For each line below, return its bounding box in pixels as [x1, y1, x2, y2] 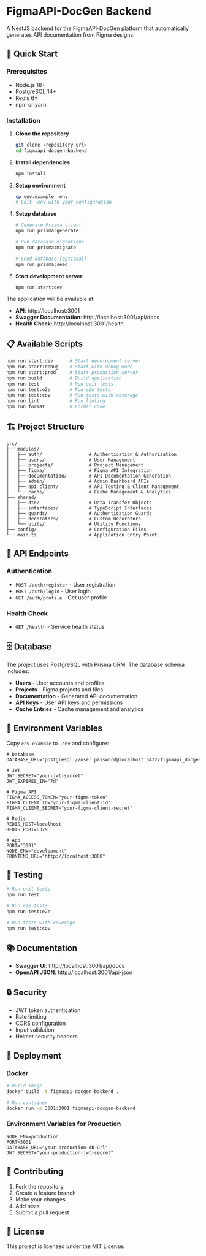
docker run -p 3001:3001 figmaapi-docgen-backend [6, 1105, 136, 1111]
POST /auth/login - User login [15, 587, 91, 595]
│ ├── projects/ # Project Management [6, 462, 144, 468]
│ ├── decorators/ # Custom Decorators [6, 516, 141, 522]
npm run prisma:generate [15, 228, 79, 234]
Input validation [15, 1026, 55, 1033]
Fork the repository [15, 1182, 64, 1190]
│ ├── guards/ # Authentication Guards [6, 510, 152, 516]
